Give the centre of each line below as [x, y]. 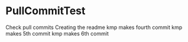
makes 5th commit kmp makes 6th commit [57, 33]
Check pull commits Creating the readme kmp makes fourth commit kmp [94, 27]
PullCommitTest [46, 11]
